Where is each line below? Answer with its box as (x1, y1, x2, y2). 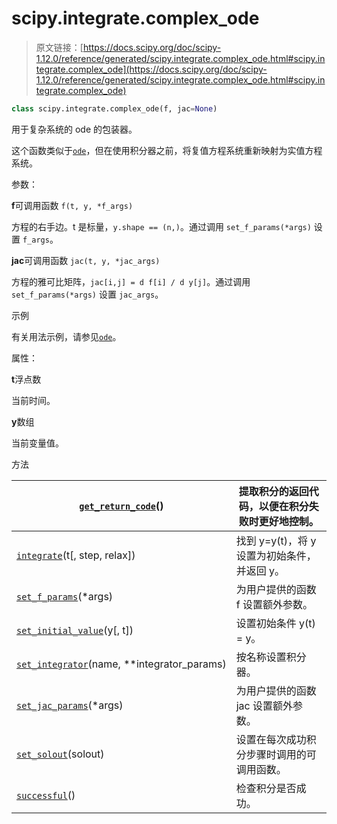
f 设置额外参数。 (235, 597, 313, 611)
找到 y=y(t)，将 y (235, 533, 317, 547)
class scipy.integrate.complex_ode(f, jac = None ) (11, 103, 218, 114)
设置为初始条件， (235, 548, 317, 562)
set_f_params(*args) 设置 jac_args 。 (11, 288, 164, 300)
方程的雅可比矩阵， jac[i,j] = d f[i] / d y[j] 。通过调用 (11, 275, 251, 287)
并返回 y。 (235, 563, 285, 577)
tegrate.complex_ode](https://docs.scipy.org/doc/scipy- (35, 63, 268, 75)
